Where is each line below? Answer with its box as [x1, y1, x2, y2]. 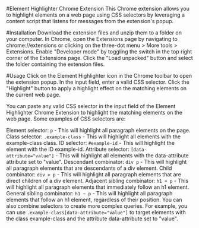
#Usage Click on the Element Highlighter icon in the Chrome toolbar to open [6, 72, 192, 79]
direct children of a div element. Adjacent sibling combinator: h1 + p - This [6, 178, 189, 184]
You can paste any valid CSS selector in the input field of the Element [6, 103, 176, 109]
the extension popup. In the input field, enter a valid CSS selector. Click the [6, 78, 190, 85]
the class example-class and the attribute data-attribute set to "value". [6, 215, 178, 222]
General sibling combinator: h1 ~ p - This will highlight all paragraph [6, 190, 173, 197]
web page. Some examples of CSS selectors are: [6, 115, 126, 122]
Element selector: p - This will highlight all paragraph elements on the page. [6, 127, 191, 134]
